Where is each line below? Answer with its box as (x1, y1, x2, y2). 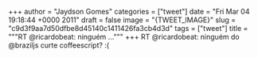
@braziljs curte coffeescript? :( (8, 41, 110, 50)
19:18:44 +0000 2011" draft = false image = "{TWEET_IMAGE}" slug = (8, 15, 236, 25)
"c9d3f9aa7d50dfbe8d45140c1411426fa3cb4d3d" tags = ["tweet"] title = (8, 24, 248, 33)
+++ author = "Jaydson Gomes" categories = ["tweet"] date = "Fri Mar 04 (8, 7, 250, 16)
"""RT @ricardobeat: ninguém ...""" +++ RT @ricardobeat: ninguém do (8, 32, 240, 41)
